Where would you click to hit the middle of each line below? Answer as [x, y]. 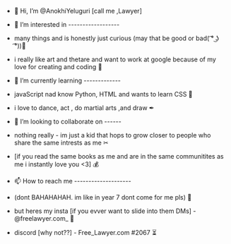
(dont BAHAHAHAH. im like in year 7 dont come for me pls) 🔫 [103, 197]
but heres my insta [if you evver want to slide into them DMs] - [105, 211]
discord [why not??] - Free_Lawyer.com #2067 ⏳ [85, 232]
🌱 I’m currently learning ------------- [67, 80]
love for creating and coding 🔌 [58, 67]
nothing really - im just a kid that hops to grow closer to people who [112, 135]
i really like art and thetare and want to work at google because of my [115, 59]
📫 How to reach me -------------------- [73, 181]
